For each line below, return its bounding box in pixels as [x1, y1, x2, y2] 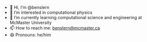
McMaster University [9, 20, 52, 25]
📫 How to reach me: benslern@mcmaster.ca [9, 25, 100, 31]
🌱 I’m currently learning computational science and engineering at [9, 15, 142, 20]
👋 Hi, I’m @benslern [9, 5, 50, 10]
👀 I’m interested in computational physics [9, 10, 92, 15]
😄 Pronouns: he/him [9, 32, 51, 38]
